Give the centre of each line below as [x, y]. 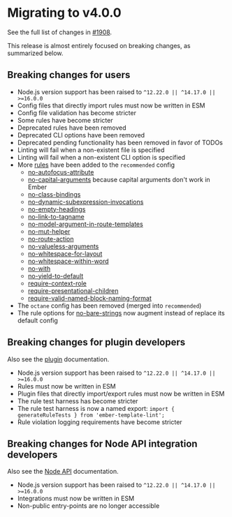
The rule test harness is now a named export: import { [96, 408]
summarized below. [35, 53]
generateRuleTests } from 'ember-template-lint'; [91, 415]
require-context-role [57, 283]
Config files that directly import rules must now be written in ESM [111, 105]
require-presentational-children [73, 290]
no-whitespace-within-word [68, 261]
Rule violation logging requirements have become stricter [100, 422]
